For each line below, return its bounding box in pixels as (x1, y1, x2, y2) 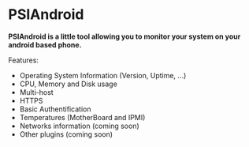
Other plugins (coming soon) (19, 129, 113, 139)
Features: (8, 55, 39, 65)
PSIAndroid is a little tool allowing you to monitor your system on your (8, 32, 241, 41)
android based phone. (8, 40, 82, 49)
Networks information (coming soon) (19, 121, 139, 130)
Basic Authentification (19, 104, 91, 114)
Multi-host (19, 87, 54, 96)
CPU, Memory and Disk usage (19, 79, 118, 89)
